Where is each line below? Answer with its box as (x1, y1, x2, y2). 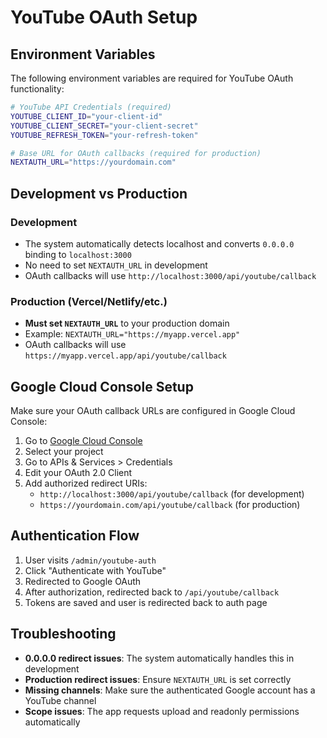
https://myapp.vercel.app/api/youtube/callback (24, 351, 227, 361)
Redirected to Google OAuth (24, 575, 142, 587)
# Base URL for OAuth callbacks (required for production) (10, 148, 262, 158)
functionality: (10, 83, 65, 95)
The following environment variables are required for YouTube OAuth (10, 72, 294, 84)
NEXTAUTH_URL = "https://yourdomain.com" (10, 157, 177, 168)
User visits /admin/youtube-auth (24, 554, 157, 566)
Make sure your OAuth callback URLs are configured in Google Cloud (10, 405, 296, 417)
